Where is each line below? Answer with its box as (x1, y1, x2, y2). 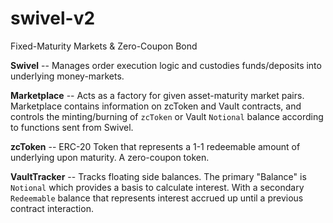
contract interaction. (10, 202, 94, 214)
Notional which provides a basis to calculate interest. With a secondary (10, 181, 305, 193)
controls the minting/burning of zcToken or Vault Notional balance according (10, 110, 324, 122)
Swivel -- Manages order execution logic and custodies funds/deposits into (10, 59, 322, 71)
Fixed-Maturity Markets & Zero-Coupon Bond (10, 40, 198, 52)
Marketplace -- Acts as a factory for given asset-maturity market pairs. (10, 89, 305, 101)
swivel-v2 (10, 7, 96, 30)
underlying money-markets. (10, 70, 125, 82)
